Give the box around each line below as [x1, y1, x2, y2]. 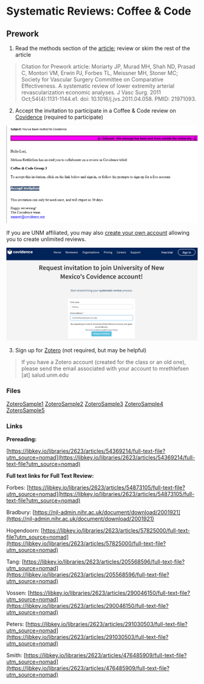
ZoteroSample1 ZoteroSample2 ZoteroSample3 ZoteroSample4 [6, 400, 164, 407]
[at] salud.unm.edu [21, 371, 69, 379]
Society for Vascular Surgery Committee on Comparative [21, 76, 164, 83]
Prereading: [6, 436, 37, 443]
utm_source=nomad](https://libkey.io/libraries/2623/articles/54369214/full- [6, 454, 195, 461]
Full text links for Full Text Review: [6, 472, 94, 480]
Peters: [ [6, 621, 28, 628]
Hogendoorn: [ [6, 527, 44, 534]
